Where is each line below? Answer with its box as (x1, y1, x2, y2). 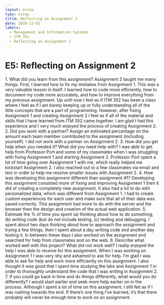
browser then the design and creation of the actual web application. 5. (5, 206, 147, 212)
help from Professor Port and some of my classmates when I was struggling (5, 149, 158, 154)
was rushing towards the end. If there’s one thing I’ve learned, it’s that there (5, 289, 157, 295)
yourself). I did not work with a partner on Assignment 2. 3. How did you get (5, 138, 158, 144)
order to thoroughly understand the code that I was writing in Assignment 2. (5, 268, 158, 274)
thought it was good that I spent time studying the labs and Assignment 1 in (5, 263, 157, 269)
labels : (5, 25, 21, 30)
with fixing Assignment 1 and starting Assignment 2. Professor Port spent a (5, 154, 156, 160)
